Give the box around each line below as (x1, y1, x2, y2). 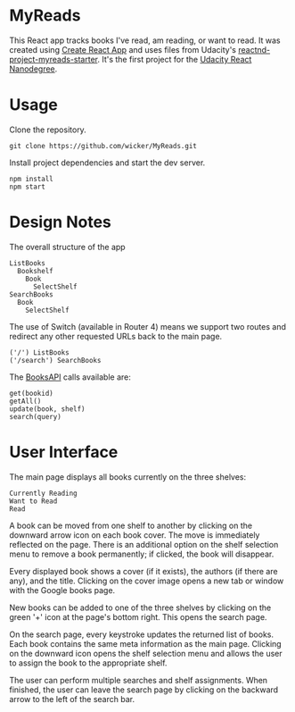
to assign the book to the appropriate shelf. (9, 658, 168, 668)
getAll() (9, 397, 42, 406)
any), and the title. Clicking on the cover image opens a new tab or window (9, 575, 284, 586)
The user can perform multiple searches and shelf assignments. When (9, 674, 268, 685)
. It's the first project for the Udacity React (97, 54, 252, 64)
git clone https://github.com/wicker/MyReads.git (9, 141, 198, 150)
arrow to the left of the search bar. (9, 693, 135, 704)
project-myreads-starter (9, 54, 98, 64)
